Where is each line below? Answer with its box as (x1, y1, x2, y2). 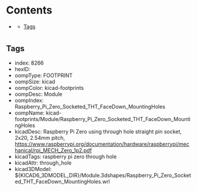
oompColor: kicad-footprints (14, 84, 84, 91)
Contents (6, 4, 53, 17)
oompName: (14, 109, 45, 116)
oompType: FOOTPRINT (14, 72, 73, 79)
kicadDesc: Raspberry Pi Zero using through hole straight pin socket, (14, 128, 182, 135)
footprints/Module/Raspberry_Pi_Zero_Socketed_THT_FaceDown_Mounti (14, 115, 191, 122)
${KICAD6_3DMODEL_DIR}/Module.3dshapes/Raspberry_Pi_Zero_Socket (14, 172, 191, 179)
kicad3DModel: (14, 165, 52, 172)
